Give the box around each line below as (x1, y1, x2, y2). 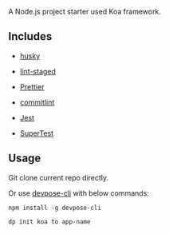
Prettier (19, 81, 45, 91)
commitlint (19, 97, 55, 107)
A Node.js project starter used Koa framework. (8, 7, 162, 16)
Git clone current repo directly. (8, 173, 109, 182)
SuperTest (19, 128, 54, 138)
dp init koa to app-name (8, 217, 91, 226)
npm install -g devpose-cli (8, 204, 102, 212)
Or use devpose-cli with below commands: (8, 188, 150, 198)
